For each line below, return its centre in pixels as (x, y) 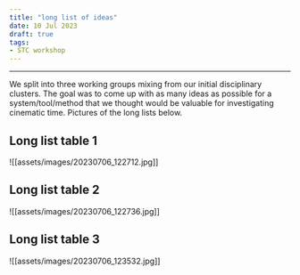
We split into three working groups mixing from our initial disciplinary (136, 85)
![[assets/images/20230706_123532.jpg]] (85, 261)
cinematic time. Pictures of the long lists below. (96, 113)
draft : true (31, 34)
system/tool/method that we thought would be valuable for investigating (142, 103)
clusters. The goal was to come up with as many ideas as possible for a (141, 93)
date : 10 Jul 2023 (43, 26)
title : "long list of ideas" (63, 17)
